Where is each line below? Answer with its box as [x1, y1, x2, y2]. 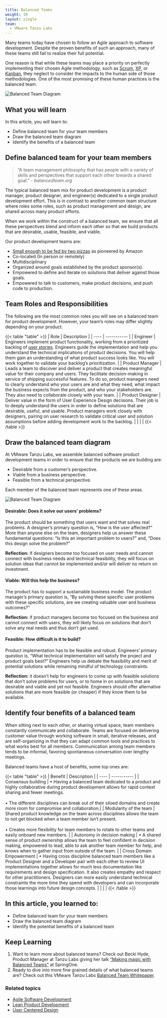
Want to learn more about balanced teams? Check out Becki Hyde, [12, 951, 150, 957]
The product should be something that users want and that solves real [5, 519, 150, 525]
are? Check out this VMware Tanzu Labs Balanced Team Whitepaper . [12, 972, 155, 978]
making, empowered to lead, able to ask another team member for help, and [5, 842, 162, 848]
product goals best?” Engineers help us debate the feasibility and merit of [5, 658, 157, 664]
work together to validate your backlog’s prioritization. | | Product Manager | [5, 360, 161, 366]
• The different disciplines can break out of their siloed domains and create [5, 800, 160, 806]
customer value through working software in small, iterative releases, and [5, 732, 156, 738]
